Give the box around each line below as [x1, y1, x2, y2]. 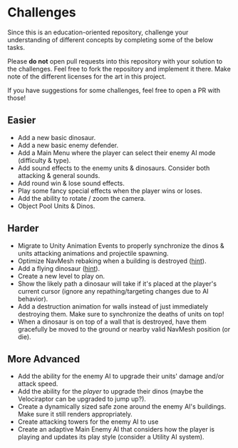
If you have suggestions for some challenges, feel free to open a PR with [7, 86, 221, 94]
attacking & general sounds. [17, 171, 100, 179]
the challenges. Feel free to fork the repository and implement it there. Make [7, 64, 232, 73]
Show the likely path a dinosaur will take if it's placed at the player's [17, 279, 217, 288]
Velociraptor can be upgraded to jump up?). [17, 394, 146, 404]
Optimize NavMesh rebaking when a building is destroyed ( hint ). [17, 257, 207, 265]
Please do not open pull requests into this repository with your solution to [7, 56, 223, 65]
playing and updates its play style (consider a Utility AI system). [17, 433, 205, 442]
